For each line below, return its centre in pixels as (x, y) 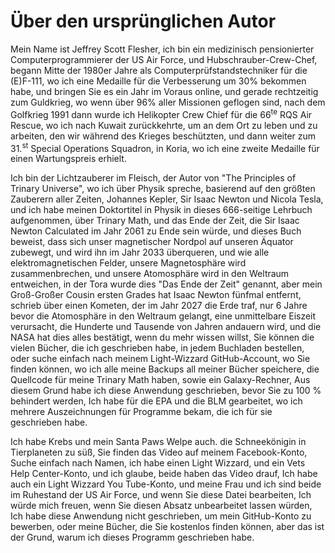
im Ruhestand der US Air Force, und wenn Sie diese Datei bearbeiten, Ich (161, 495)
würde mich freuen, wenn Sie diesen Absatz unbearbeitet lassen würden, (161, 506)
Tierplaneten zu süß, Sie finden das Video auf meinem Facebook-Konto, (159, 452)
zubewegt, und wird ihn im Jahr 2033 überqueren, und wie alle (140, 252)
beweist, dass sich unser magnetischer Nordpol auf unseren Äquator (152, 242)
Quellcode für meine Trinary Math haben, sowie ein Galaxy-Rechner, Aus (160, 380)
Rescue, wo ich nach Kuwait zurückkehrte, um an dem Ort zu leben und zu (164, 125)
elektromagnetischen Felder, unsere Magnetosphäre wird (128, 263)
